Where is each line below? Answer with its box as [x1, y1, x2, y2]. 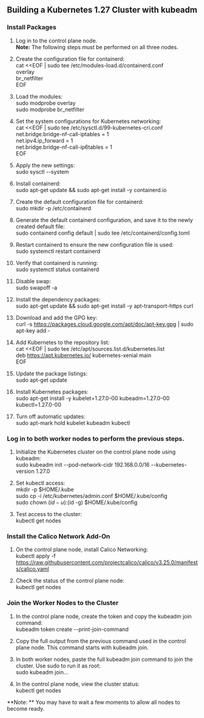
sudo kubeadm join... [15, 668, 69, 675]
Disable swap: [15, 277, 51, 285]
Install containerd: [15, 179, 61, 187]
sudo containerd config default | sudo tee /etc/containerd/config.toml [15, 229, 190, 236]
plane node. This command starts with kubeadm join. [15, 644, 149, 651]
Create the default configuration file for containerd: [15, 198, 144, 205]
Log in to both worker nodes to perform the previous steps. [7, 434, 185, 443]
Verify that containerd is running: [15, 259, 98, 266]
